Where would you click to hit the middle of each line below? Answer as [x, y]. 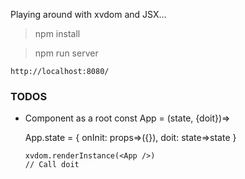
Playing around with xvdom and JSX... [88, 14]
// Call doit [52, 165]
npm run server [66, 53]
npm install [57, 33]
